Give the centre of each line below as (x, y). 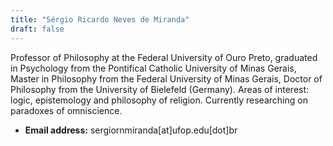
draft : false (37, 29)
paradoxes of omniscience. (66, 110)
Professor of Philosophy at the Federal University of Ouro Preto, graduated (164, 57)
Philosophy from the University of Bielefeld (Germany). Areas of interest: (160, 89)
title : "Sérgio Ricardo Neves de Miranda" (100, 19)
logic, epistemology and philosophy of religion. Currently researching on (159, 100)
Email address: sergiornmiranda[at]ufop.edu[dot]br (131, 130)
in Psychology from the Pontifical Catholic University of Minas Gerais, (153, 68)
